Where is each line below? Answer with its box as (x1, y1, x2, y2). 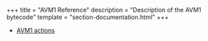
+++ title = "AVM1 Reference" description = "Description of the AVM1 (6, 6, 202, 14)
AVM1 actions (16, 27, 56, 34)
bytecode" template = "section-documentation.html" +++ (6, 13, 169, 21)
